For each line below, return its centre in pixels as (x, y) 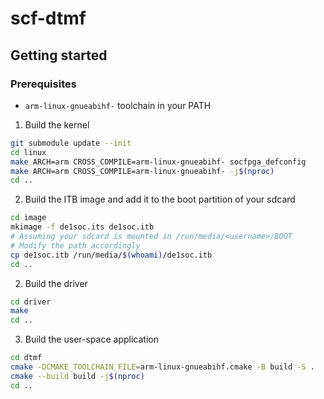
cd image (28, 218)
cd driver (31, 302)
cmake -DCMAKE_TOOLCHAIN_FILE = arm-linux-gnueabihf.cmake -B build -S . (162, 367)
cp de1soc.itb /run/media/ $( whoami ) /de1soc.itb (111, 255)
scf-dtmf (48, 18)
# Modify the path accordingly (75, 245)
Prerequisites (43, 84)
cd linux (28, 152)
